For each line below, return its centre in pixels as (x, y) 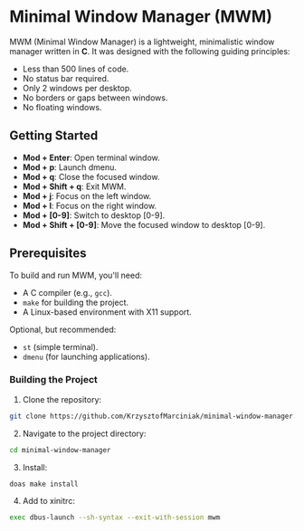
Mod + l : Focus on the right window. (89, 205)
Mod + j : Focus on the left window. (87, 195)
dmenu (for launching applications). (86, 356)
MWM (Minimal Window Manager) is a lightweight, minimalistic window (142, 42)
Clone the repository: (62, 399)
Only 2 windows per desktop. (77, 88)
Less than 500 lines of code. (76, 69)
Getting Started (54, 136)
